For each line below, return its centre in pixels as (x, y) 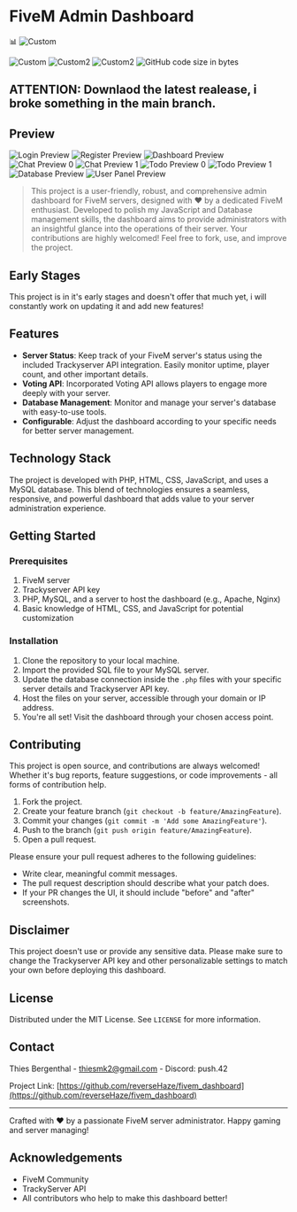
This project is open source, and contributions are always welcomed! (135, 766)
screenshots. (46, 902)
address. (38, 707)
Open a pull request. (59, 840)
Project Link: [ (34, 1085)
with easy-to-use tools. (64, 412)
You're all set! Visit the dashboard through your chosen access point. (148, 717)
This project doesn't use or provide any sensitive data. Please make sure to (146, 952)
